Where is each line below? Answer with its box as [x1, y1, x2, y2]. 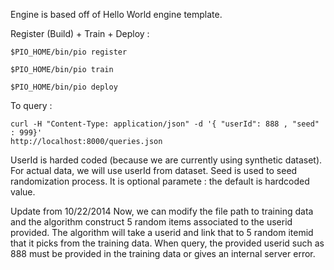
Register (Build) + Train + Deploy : [10, 28, 150, 39]
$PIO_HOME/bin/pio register [10, 47, 128, 57]
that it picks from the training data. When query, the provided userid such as [10, 237, 325, 249]
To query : [10, 100, 53, 111]
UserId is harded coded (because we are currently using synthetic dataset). [10, 154, 323, 166]
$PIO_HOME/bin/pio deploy [10, 82, 118, 92]
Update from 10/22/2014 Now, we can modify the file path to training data [10, 205, 314, 217]
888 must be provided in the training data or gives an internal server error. [10, 248, 316, 259]
